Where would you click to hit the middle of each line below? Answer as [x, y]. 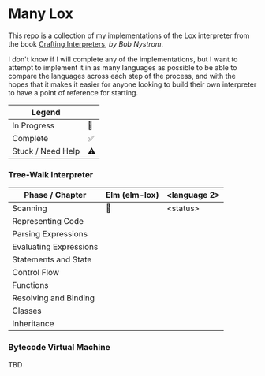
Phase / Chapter [55, 195]
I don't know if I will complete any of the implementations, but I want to [123, 59]
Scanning [30, 208]
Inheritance [33, 324]
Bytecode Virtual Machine [59, 348]
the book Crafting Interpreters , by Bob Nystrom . [86, 43]
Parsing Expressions [50, 234]
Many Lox [41, 14]
